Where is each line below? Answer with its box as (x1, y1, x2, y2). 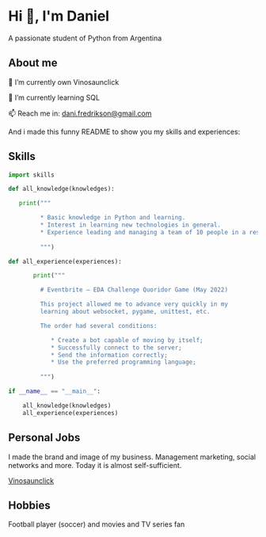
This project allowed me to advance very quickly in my (40, 300, 228, 308)
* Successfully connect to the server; (50, 344, 182, 352)
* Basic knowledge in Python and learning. (40, 214, 186, 222)
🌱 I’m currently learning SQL (8, 93, 101, 102)
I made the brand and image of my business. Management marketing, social (8, 451, 256, 462)
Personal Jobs (8, 431, 81, 444)
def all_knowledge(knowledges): (8, 185, 115, 193)
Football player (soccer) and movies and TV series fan (8, 520, 185, 529)
